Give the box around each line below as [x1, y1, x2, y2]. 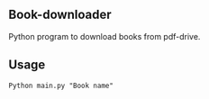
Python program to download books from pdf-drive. [8, 31, 201, 41]
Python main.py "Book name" [8, 81, 114, 90]
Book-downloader [8, 7, 112, 22]
